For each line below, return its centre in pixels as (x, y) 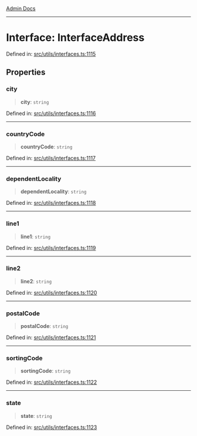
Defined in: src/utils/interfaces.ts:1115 (51, 54)
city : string (35, 102)
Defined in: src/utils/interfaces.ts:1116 (51, 113)
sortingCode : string (45, 371)
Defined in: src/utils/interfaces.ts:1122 (52, 382)
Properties (26, 72)
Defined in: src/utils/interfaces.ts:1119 (51, 248)
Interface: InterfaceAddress (75, 38)
